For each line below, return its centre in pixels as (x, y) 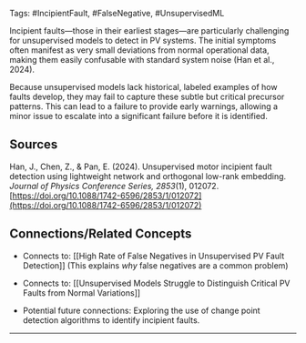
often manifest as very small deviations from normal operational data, (140, 50)
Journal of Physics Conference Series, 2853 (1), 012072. (114, 186)
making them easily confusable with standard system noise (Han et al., (142, 60)
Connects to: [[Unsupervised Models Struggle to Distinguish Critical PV (156, 283)
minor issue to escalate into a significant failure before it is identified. (139, 116)
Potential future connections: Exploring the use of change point (142, 310)
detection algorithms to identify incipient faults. (111, 320)
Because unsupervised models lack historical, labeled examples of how (143, 87)
